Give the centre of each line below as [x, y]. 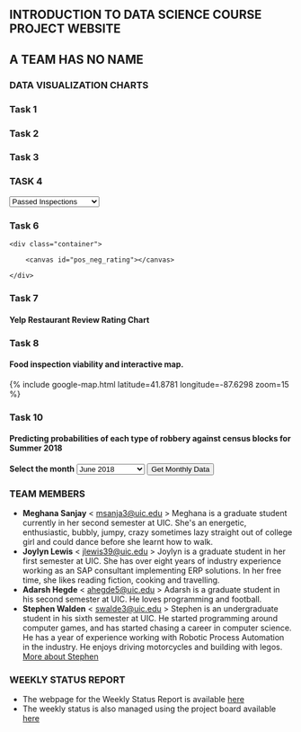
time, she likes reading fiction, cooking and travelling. [121, 580]
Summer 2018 [36, 448]
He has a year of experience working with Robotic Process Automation [153, 638]
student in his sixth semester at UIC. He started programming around [150, 619]
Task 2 [24, 133]
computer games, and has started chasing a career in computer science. [157, 628]
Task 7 [24, 298]
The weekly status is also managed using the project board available [149, 709]
